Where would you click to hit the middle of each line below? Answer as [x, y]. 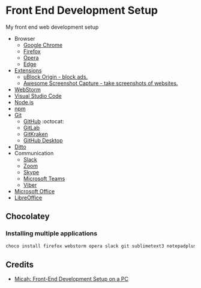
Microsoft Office [34, 191]
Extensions [28, 70]
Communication [34, 153]
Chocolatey [28, 216]
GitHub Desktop [43, 140]
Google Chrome [43, 45]
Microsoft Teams [44, 178]
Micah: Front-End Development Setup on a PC [71, 279]
